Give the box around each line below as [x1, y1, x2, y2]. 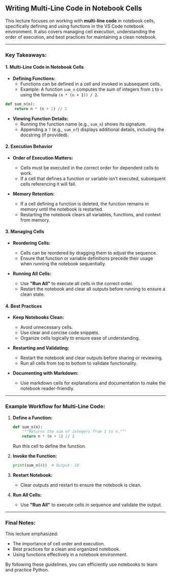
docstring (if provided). [20, 132, 69, 138]
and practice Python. [5, 567, 49, 573]
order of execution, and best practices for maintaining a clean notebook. [5, 34, 157, 40]
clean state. [20, 291, 45, 297]
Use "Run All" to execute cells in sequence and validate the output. [20, 502, 162, 508]
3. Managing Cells [5, 229, 44, 235]
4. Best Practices [5, 303, 42, 309]
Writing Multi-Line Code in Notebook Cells [5, 4, 142, 13]
